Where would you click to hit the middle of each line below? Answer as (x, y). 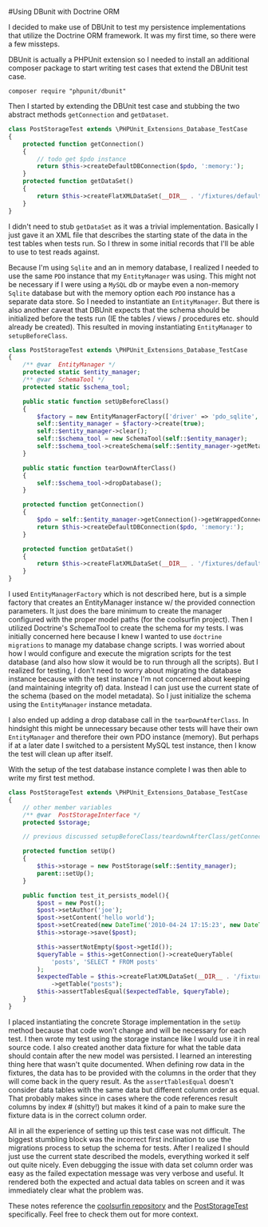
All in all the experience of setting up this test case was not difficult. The (127, 1130)
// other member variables (67, 807)
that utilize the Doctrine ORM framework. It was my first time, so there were (132, 36)
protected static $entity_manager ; (82, 372)
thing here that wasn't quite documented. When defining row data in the (126, 1064)
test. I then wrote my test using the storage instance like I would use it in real (134, 1038)
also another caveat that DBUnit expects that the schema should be (119, 310)
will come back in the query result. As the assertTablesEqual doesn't (121, 1081)
